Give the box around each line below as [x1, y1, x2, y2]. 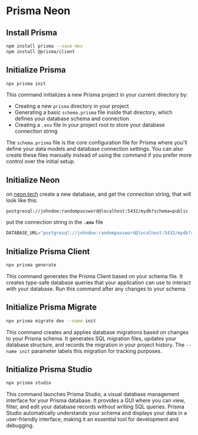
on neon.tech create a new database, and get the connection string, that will [6, 190, 192, 198]
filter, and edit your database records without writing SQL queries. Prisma [6, 403, 184, 410]
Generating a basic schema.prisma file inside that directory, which [14, 109, 173, 116]
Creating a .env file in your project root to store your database [14, 121, 165, 128]
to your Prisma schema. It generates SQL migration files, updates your [6, 335, 177, 342]
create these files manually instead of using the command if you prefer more [6, 151, 192, 159]
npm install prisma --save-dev [6, 43, 83, 49]
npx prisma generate [6, 262, 57, 268]
